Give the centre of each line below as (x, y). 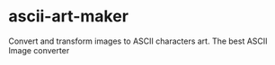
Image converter (39, 50)
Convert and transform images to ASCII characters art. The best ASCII (138, 41)
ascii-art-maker (69, 16)
